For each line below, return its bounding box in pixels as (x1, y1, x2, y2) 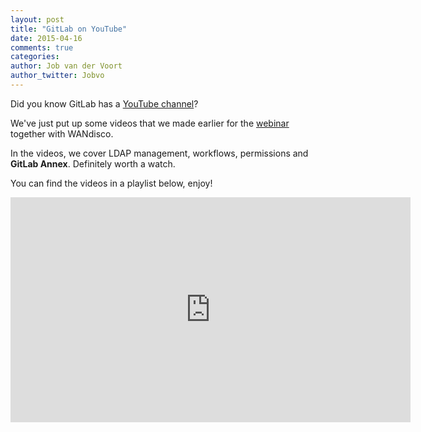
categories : (10, 52, 60, 62)
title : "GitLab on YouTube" (10, 24, 128, 34)
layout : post (10, 14, 65, 25)
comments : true (10, 42, 74, 53)
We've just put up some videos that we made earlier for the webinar (10, 117, 290, 129)
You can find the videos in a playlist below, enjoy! (10, 177, 213, 189)
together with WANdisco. (10, 127, 114, 140)
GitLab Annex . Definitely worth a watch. (10, 157, 176, 170)
